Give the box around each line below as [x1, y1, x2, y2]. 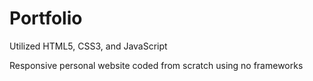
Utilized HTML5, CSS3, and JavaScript [9, 40, 168, 52]
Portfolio [9, 7, 83, 30]
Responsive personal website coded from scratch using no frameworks [9, 59, 304, 71]
